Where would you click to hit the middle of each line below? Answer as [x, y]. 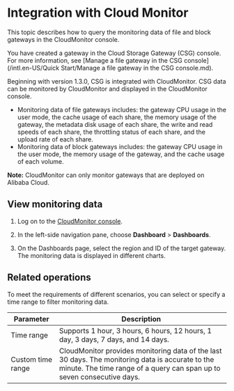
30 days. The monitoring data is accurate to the [136, 359]
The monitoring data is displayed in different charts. [91, 255]
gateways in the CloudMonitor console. [63, 39]
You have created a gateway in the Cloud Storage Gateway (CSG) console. [114, 53]
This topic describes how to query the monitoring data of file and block [109, 32]
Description [141, 319]
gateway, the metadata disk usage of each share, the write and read [115, 124]
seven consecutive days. [100, 376]
